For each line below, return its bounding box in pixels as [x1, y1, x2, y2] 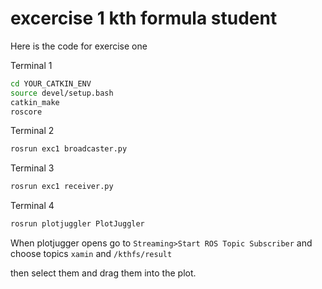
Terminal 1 [10, 59, 53, 71]
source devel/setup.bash [10, 88, 114, 98]
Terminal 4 [10, 200, 55, 212]
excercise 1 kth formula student [10, 7, 278, 30]
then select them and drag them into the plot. [10, 267, 197, 279]
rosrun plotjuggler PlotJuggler [10, 219, 145, 229]
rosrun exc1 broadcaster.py [10, 144, 128, 154]
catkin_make [10, 97, 60, 107]
